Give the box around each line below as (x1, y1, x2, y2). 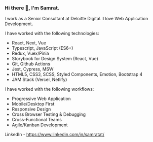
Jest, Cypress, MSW (11, 66, 54, 72)
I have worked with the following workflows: (4, 86, 94, 92)
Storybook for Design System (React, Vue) (11, 56, 98, 62)
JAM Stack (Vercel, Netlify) (11, 76, 67, 83)
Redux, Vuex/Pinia (11, 50, 49, 56)
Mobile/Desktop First (11, 101, 55, 107)
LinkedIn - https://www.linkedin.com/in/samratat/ (4, 132, 105, 138)
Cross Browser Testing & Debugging (11, 111, 86, 117)
